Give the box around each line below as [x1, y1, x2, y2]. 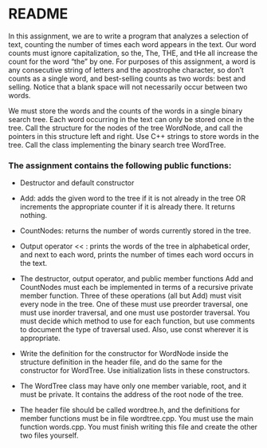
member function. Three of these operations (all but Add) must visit [19, 291, 241, 300]
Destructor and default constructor [19, 178, 135, 188]
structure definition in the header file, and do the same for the [19, 357, 223, 367]
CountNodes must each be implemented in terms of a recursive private [19, 283, 253, 292]
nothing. [19, 211, 48, 220]
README [8, 5, 69, 23]
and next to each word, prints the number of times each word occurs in [19, 250, 254, 260]
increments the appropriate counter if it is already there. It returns [19, 202, 235, 212]
